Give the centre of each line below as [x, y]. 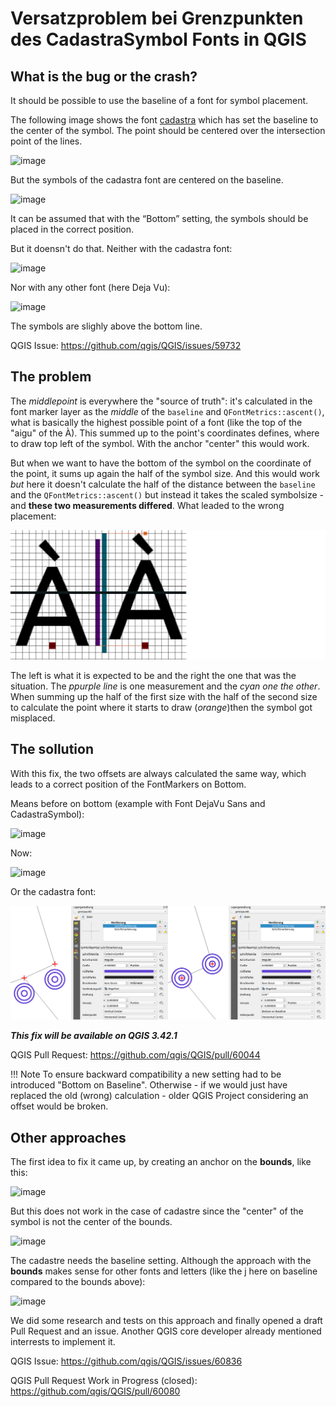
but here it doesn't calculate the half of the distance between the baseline [163, 484]
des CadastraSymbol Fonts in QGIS [158, 39]
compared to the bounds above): [78, 1282]
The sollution [52, 749]
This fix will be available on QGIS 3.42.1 [94, 1036]
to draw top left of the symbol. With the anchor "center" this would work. [160, 443]
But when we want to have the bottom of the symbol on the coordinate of [161, 463]
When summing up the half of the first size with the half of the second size [164, 697]
